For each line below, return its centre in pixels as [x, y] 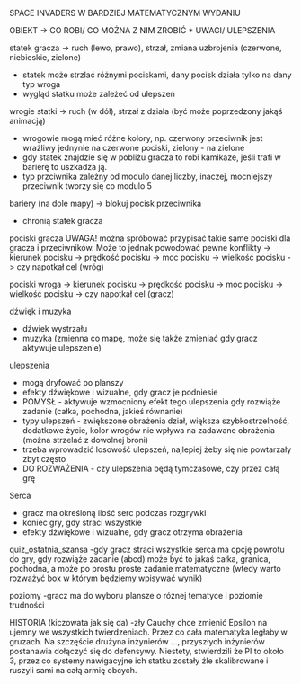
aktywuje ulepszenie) [62, 348]
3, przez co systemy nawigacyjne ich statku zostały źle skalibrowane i [139, 661]
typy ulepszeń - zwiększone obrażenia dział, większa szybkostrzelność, [156, 421]
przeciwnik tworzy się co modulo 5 [87, 186]
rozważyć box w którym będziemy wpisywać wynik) [106, 578]
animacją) [28, 121]
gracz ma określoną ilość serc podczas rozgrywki [114, 513]
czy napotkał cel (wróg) [61, 267]
